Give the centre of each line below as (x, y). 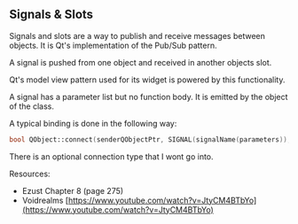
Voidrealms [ (45, 200)
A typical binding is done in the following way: (93, 123)
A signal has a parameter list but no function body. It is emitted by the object (149, 97)
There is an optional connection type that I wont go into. (112, 156)
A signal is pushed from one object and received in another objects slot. (141, 62)
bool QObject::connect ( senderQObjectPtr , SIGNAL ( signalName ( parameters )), (150, 139)
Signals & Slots (51, 15)
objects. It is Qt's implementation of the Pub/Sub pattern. (113, 45)
